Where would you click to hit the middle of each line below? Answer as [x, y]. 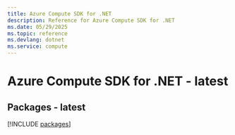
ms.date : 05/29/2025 [38, 27]
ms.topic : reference [38, 33]
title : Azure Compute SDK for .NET [60, 14]
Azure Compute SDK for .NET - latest [118, 81]
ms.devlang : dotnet [36, 40]
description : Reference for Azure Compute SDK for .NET [91, 20]
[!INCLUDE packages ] [39, 124]
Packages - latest [47, 107]
